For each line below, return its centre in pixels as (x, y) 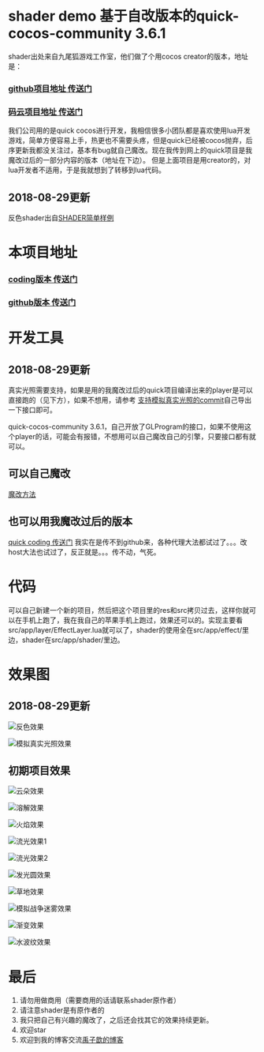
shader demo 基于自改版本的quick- (124, 16)
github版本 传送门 (42, 302)
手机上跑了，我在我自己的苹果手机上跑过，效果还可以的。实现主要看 (132, 620)
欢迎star (33, 1030)
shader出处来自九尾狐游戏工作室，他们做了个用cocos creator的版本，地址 (128, 56)
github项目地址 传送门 (50, 88)
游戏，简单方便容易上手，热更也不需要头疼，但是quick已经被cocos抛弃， (127, 141)
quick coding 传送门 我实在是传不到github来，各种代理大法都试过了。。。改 (128, 542)
